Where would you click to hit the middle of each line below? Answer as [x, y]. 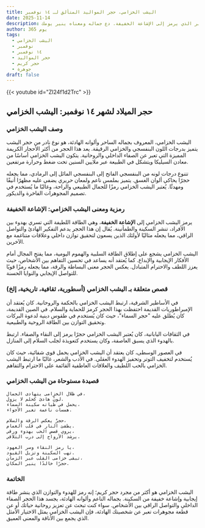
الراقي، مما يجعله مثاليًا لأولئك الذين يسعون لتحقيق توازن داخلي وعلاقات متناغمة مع [100, 235]
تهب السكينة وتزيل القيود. [41, 453]
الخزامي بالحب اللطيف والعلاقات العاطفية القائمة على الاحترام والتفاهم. [87, 365]
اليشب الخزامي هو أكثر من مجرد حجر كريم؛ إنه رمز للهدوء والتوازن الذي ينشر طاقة [100, 492]
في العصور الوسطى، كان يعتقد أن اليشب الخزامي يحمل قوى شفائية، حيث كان [94, 352]
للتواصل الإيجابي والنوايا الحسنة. [42, 273]
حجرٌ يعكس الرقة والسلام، [37, 420]
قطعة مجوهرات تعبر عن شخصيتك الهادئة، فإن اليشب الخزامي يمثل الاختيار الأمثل [97, 511]
